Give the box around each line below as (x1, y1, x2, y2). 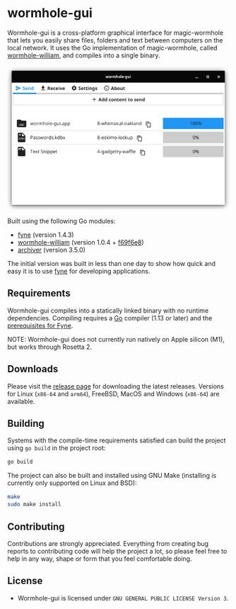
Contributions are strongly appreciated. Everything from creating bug (7, 539, 209, 547)
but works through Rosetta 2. (7, 342, 93, 351)
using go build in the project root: (7, 444, 106, 452)
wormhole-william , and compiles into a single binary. (7, 51, 160, 60)
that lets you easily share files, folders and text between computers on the (7, 35, 223, 44)
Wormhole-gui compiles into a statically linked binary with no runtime (7, 306, 209, 315)
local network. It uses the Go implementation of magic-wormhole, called (7, 43, 218, 52)
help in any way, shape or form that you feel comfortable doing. (7, 554, 192, 563)
